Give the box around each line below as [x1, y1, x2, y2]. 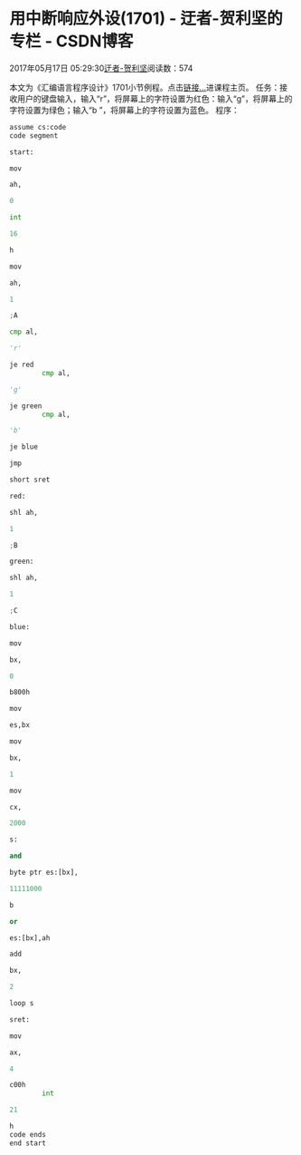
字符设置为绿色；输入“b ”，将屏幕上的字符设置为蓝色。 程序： [9, 104, 240, 115]
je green [9, 401, 42, 411]
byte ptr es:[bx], [9, 868, 79, 878]
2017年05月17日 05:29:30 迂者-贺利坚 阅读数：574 [9, 63, 193, 73]
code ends [9, 1130, 47, 1139]
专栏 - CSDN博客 [9, 31, 134, 52]
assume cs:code [9, 122, 67, 131]
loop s [9, 999, 34, 1008]
